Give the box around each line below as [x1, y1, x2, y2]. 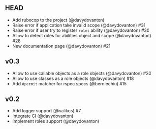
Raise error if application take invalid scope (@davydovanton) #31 [12, 22, 146, 28]
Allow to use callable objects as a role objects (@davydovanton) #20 [12, 70, 152, 76]
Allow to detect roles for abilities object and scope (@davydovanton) [12, 32, 152, 38]
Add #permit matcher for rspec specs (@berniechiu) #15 [12, 80, 127, 86]
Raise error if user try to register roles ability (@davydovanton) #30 [12, 27, 150, 33]
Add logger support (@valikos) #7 [12, 108, 81, 114]
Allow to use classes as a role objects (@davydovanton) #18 [12, 76, 134, 81]
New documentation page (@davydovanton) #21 [12, 43, 111, 49]
